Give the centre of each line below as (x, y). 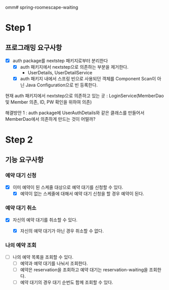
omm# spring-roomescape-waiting (42, 7)
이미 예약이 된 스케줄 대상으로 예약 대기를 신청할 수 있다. (68, 187)
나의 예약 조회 (21, 245)
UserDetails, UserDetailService (60, 73)
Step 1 (18, 28)
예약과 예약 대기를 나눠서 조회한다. (54, 263)
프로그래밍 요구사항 (34, 47)
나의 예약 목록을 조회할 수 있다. (43, 257)
